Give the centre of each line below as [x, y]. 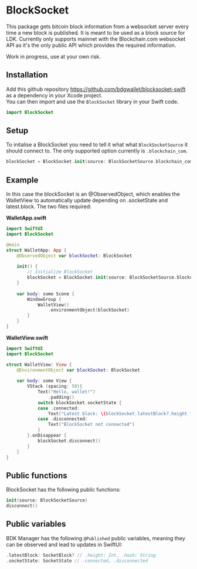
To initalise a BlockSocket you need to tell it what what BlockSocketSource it [97, 145]
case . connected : [59, 408]
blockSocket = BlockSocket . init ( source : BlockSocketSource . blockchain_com [99, 162]
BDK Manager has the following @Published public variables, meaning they [96, 538]
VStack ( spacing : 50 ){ [55, 387]
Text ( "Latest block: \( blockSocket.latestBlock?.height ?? [121, 414]
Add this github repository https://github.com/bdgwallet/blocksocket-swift [96, 89]
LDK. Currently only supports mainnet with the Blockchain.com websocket [96, 39]
